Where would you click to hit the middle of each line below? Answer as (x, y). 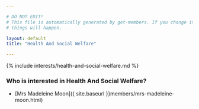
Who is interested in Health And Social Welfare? (76, 81)
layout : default (26, 38)
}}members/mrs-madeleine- (140, 94)
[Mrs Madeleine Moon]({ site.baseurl (60, 94)
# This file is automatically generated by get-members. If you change (96, 22)
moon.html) (29, 100)
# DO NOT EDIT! (25, 16)
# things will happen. (34, 28)
